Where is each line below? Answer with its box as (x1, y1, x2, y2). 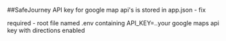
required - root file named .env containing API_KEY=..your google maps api (7, 19, 220, 27)
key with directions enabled (7, 27, 85, 34)
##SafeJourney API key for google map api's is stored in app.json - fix (7, 6, 206, 14)
